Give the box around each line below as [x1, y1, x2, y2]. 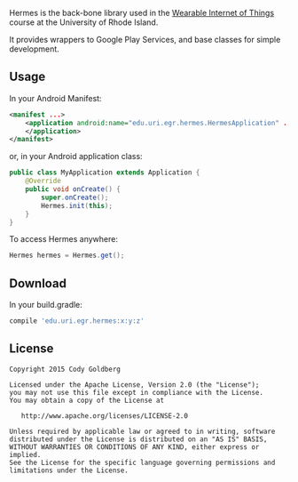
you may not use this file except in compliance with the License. [9, 388, 264, 397]
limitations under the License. [9, 466, 129, 475]
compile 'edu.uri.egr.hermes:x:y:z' [9, 317, 145, 325]
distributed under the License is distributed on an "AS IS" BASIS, [9, 435, 268, 444]
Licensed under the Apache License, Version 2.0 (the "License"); [9, 380, 260, 390]
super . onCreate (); [41, 193, 109, 202]
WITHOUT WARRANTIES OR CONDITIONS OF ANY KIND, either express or [9, 442, 260, 452]
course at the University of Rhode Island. [9, 17, 159, 28]
